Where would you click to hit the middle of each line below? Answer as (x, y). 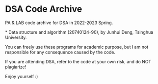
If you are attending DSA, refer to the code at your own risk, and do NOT (78, 61)
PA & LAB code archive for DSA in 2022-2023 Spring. (59, 23)
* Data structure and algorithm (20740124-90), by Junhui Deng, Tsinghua (79, 32)
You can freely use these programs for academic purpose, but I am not (77, 47)
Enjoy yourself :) (22, 76)
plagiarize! (16, 67)
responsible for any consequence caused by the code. (60, 52)
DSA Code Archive (44, 9)
